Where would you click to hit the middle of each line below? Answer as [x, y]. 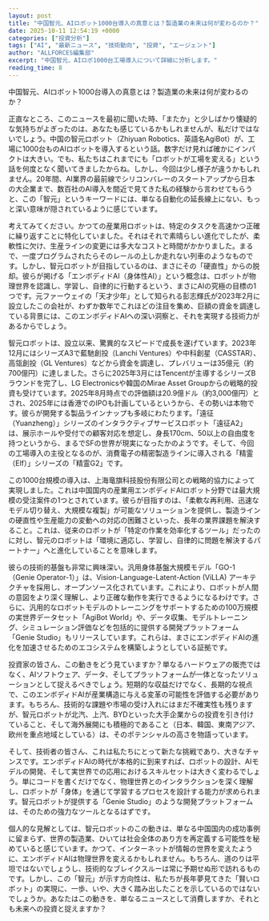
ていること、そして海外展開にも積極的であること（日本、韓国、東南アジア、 [134, 724]
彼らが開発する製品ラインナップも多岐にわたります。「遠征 [118, 412]
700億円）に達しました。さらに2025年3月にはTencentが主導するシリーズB [132, 372]
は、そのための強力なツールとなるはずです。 [82, 811]
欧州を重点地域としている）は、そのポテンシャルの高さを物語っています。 [130, 734]
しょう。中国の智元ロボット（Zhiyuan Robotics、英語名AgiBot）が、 [135, 139]
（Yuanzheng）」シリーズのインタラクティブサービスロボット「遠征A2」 [128, 423]
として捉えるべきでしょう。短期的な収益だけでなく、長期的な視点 [145, 684]
